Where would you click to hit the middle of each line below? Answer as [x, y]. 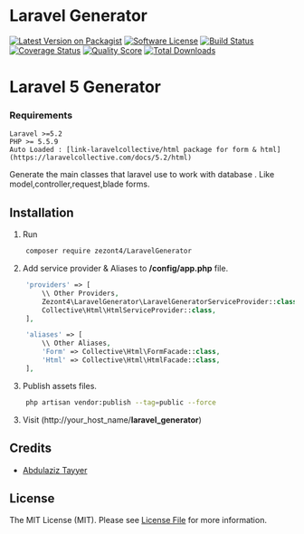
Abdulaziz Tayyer [55, 470]
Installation [42, 212]
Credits [31, 448]
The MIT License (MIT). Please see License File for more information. [138, 520]
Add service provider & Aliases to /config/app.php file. [125, 269]
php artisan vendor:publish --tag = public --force [121, 402]
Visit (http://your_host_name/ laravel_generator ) [112, 420]
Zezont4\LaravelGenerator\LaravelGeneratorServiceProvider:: [160, 301]
